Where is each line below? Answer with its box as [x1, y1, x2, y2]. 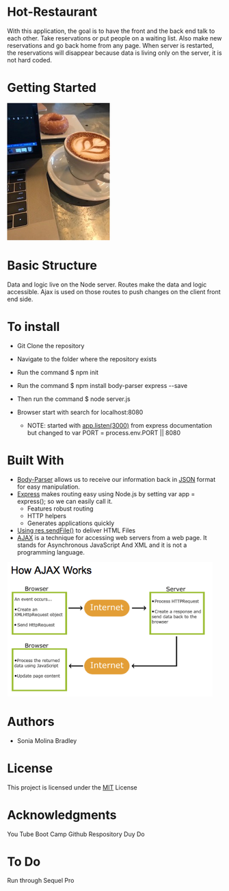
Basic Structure [7, 258, 98, 273]
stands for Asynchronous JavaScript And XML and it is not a [16, 541, 187, 549]
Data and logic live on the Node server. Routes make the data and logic [7, 280, 207, 289]
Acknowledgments [7, 807, 118, 822]
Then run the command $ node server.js [16, 395, 131, 403]
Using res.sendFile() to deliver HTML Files [16, 526, 135, 535]
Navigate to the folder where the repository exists [16, 354, 157, 363]
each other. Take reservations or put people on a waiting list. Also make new [7, 34, 222, 42]
